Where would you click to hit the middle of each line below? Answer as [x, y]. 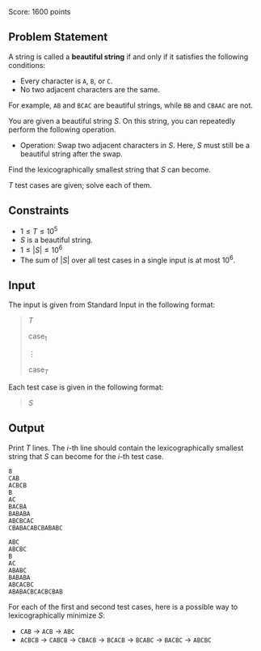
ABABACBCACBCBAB [36, 591]
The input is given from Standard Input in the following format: [112, 305]
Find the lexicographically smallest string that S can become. [110, 169]
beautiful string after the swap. [71, 154]
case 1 [38, 337]
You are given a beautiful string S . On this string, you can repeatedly [122, 121]
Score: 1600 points [40, 12]
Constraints [39, 211]
